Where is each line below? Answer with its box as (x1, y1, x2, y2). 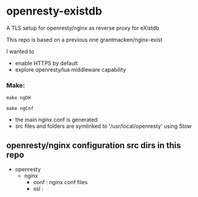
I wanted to (6, 47, 35, 55)
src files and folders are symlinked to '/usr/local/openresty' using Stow (15, 122, 192, 130)
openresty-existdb (6, 4, 102, 18)
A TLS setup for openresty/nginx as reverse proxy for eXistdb (6, 24, 159, 32)
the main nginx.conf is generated (15, 116, 98, 124)
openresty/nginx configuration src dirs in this (6, 140, 182, 150)
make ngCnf (6, 105, 34, 112)
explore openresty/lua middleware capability (15, 65, 126, 73)
